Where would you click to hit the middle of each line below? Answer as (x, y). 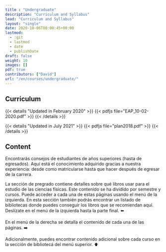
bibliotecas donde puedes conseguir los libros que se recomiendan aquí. (79, 205)
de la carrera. (19, 175)
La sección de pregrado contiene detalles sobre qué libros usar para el (77, 184)
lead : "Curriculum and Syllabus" (40, 19)
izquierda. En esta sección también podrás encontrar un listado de (73, 200)
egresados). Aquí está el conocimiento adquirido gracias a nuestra (73, 164)
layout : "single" (23, 24)
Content (18, 147)
